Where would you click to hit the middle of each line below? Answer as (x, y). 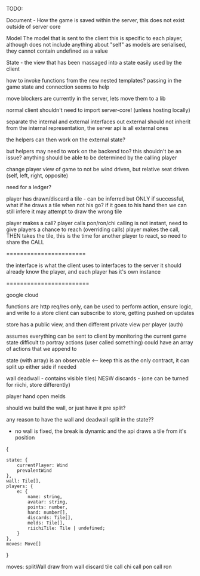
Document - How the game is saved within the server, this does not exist (96, 20)
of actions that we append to (41, 349)
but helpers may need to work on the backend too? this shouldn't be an (94, 151)
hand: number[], (48, 513)
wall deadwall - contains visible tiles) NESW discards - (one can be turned (98, 378)
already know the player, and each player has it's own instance (84, 272)
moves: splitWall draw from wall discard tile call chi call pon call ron (89, 566)
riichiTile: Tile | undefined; (67, 528)
